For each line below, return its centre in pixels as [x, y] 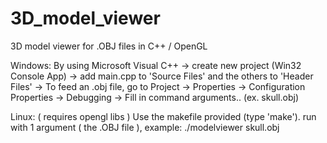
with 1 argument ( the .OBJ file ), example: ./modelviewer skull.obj [145, 127]
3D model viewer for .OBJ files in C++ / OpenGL [109, 46]
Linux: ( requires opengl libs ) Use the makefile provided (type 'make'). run [163, 116]
